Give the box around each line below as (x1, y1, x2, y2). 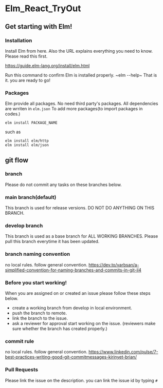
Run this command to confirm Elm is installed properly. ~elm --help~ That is (5, 72, 157, 78)
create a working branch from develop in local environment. (12, 305, 132, 311)
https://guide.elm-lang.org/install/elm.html (5, 62, 90, 68)
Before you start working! (5, 279, 67, 286)
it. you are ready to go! (5, 77, 51, 83)
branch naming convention (5, 251, 71, 258)
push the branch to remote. (12, 310, 67, 316)
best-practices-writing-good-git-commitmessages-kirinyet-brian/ (5, 354, 137, 360)
